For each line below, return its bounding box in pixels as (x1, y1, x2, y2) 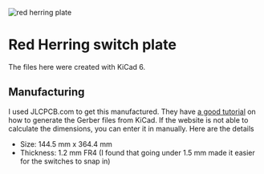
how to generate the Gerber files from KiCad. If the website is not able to (8, 115, 249, 124)
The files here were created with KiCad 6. (8, 62, 146, 71)
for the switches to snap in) (19, 156, 111, 166)
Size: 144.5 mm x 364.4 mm (19, 139, 112, 148)
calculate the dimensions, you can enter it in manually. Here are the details (8, 123, 254, 133)
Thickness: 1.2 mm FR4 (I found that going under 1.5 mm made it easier (19, 148, 255, 157)
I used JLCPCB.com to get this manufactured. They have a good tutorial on (8, 107, 257, 116)
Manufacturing (8, 85, 85, 99)
